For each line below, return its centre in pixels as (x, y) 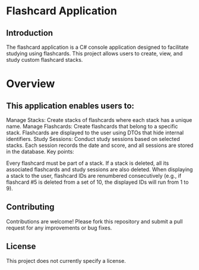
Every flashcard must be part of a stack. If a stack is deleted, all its (88, 163)
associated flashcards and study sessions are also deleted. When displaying (99, 169)
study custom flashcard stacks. (45, 60)
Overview (31, 84)
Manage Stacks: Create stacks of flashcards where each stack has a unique (99, 120)
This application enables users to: (70, 106)
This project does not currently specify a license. (66, 260)
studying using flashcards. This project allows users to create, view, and (94, 54)
